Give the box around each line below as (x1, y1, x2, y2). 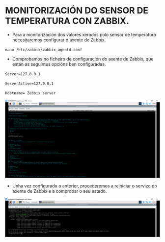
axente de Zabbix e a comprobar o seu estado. (12, 188, 107, 194)
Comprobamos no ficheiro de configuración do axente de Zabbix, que (12, 56, 154, 61)
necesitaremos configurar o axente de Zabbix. (12, 37, 106, 43)
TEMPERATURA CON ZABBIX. (5, 15, 129, 27)
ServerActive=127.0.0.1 (5, 81, 54, 86)
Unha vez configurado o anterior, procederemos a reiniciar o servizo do (12, 183, 157, 189)
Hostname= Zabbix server (5, 91, 56, 95)
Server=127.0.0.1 (5, 71, 41, 76)
